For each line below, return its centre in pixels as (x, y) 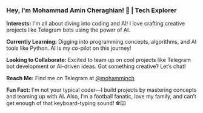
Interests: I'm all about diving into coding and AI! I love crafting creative (96, 24)
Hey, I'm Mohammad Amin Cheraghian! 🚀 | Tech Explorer (92, 10)
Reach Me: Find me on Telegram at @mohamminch (71, 78)
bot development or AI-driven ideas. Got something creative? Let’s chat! (96, 66)
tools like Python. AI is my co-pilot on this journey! (69, 48)
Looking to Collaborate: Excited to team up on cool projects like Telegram (98, 60)
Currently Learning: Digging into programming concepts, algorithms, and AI (101, 42)
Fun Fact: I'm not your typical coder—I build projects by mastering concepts (101, 90)
